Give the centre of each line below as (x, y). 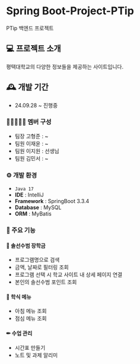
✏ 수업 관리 (19, 333)
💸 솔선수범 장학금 (26, 245)
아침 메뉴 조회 (31, 311)
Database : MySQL (38, 208)
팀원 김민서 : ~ (31, 158)
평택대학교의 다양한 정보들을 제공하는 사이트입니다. (65, 67)
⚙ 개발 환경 (22, 175)
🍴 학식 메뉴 (19, 297)
